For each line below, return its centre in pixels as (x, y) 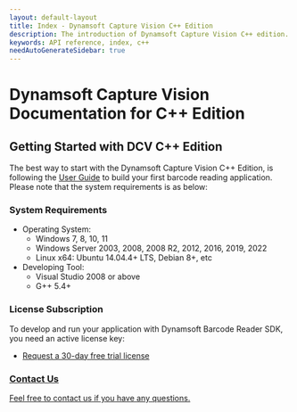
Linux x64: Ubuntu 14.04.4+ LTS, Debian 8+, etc (124, 258)
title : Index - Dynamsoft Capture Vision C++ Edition (111, 26)
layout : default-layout (54, 17)
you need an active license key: (67, 338)
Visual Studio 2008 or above (88, 276)
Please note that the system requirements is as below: (108, 187)
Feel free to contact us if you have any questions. (100, 399)
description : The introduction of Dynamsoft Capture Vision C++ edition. (149, 34)
